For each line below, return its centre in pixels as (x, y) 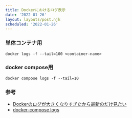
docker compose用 (29, 68)
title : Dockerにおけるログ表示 (36, 10)
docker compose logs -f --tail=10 (42, 78)
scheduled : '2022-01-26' (32, 24)
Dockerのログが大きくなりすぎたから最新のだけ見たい (70, 104)
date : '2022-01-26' (26, 15)
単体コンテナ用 (24, 43)
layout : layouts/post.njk (33, 19)
